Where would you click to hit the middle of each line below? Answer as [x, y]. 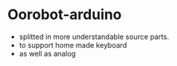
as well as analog [47, 53]
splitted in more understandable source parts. [94, 37]
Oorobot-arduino [65, 15]
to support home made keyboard [73, 45]
